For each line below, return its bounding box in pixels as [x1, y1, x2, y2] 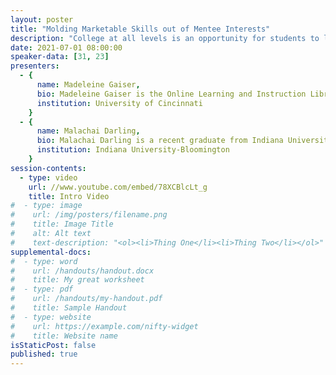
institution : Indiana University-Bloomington [36, 145, 230, 155]
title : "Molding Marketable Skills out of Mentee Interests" [10, 24, 271, 34]
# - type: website [10, 312, 92, 322]
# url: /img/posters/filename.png [10, 210, 168, 220]
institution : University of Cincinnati [36, 98, 203, 108]
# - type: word [10, 256, 78, 266]
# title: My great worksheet [10, 275, 145, 285]
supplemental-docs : [10, 247, 92, 257]
